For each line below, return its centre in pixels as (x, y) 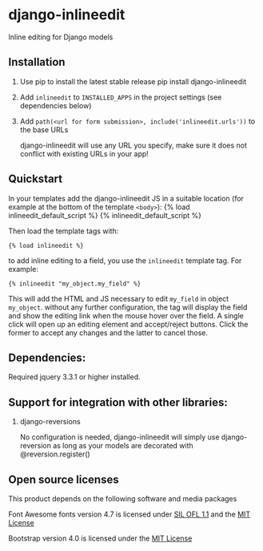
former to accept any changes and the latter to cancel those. (108, 332)
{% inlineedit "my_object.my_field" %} (75, 284)
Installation (37, 62)
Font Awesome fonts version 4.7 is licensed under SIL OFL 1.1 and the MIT (130, 514)
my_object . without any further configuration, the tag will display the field (128, 307)
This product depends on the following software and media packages (123, 498)
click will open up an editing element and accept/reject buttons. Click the (128, 324)
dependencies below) (56, 105)
